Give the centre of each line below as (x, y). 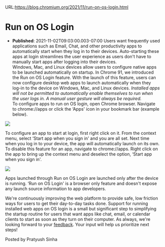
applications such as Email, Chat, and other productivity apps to (77, 46)
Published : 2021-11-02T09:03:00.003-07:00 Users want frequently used (86, 41)
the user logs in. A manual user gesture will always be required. (77, 98)
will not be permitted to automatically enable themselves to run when (82, 93)
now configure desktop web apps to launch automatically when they (82, 82)
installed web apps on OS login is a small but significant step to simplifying (81, 208)
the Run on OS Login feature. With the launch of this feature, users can (84, 77)
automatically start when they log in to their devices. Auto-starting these (85, 51)
